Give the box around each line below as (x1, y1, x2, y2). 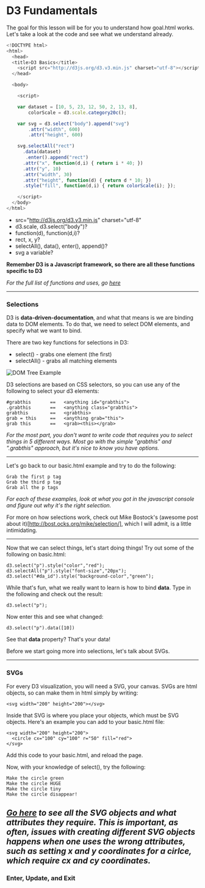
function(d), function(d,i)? (15, 229, 81, 236)
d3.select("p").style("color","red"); (6, 562, 105, 569)
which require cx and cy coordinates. (6, 855, 151, 866)
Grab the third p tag (6, 479, 62, 485)
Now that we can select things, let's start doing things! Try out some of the (6, 544, 194, 551)
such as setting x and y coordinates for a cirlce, (6, 846, 192, 856)
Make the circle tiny (6, 786, 62, 792)
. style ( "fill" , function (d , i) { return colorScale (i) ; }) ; (22, 183, 176, 189)
